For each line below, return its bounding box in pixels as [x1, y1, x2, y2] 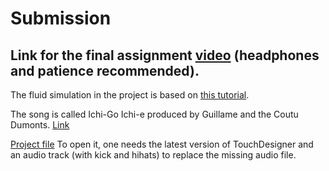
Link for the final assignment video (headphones [10, 47, 320, 64]
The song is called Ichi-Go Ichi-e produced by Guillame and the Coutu [10, 108, 299, 120]
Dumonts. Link [10, 119, 70, 131]
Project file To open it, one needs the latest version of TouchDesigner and [10, 138, 314, 150]
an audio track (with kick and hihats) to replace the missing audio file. [10, 149, 297, 161]
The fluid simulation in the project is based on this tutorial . [10, 89, 250, 101]
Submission [10, 7, 112, 30]
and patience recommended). [10, 62, 200, 79]
